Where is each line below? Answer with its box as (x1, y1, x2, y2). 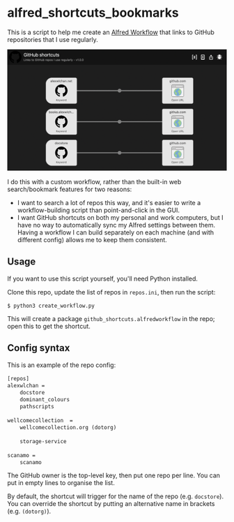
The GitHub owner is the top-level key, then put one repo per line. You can (7, 471, 221, 479)
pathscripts (19, 403, 54, 410)
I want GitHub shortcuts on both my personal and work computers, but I (17, 214, 224, 222)
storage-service (19, 438, 68, 445)
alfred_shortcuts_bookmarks (7, 5, 179, 21)
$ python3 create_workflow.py (7, 302, 95, 309)
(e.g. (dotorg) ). (7, 507, 52, 515)
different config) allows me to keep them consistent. (17, 236, 167, 244)
